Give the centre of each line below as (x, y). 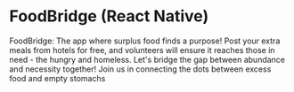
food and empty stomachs (57, 78)
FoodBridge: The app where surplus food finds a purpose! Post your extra (145, 41)
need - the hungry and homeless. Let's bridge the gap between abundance (147, 59)
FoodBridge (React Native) (109, 16)
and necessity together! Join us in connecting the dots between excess (140, 69)
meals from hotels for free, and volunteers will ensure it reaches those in (142, 50)
